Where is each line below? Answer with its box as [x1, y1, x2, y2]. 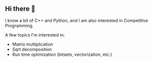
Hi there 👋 [5, 5, 36, 13]
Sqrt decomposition [12, 46, 52, 52]
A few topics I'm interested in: [5, 32, 65, 37]
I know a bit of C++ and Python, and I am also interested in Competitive [5, 17, 149, 23]
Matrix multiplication [12, 41, 54, 47]
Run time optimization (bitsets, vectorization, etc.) [12, 51, 112, 57]
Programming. [5, 23, 34, 28]
